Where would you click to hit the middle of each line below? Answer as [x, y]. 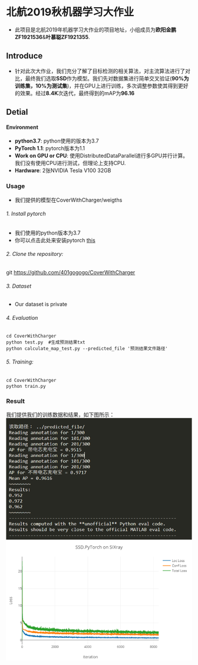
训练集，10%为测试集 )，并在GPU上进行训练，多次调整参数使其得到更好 [101, 86]
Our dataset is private [41, 304]
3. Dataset [19, 286]
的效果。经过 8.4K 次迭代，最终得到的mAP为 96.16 [75, 93]
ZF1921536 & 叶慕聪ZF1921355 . [52, 37]
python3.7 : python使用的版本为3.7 [57, 141]
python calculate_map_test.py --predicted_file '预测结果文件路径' [87, 349]
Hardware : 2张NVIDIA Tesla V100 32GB [63, 171]
